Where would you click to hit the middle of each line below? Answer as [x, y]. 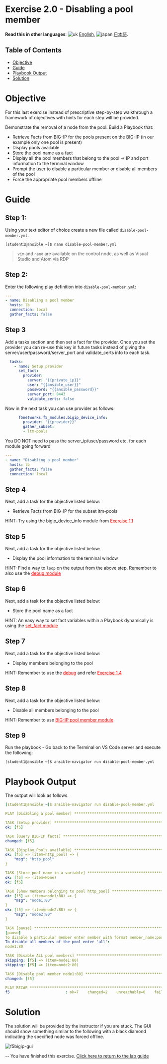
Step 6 [15, 589]
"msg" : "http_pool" [34, 859]
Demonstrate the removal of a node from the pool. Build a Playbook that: [79, 127]
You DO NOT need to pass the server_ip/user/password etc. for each [76, 441]
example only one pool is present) [47, 142]
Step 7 [15, 641]
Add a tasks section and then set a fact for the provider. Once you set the [80, 342]
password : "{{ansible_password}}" [63, 389]
